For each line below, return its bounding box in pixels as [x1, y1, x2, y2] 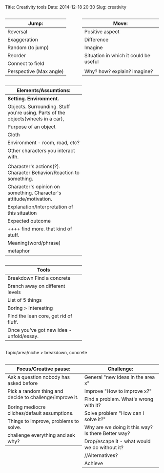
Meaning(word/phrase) [7, 240, 61, 246]
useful [84, 58, 99, 65]
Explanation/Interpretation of [7, 203, 73, 210]
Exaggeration [7, 36, 38, 43]
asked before [7, 380, 38, 386]
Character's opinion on [7, 183, 60, 190]
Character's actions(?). [7, 163, 60, 170]
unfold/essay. [7, 333, 39, 339]
